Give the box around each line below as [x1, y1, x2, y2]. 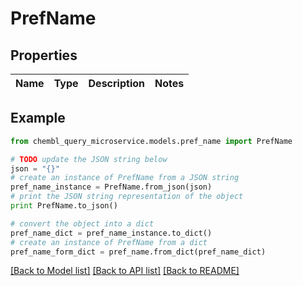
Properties [10, 47, 78, 64]
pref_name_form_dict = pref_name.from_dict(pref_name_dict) [10, 247, 267, 257]
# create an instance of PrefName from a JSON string [10, 173, 240, 183]
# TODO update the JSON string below [10, 154, 168, 164]
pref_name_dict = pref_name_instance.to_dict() [10, 228, 213, 238]
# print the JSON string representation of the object [10, 192, 244, 202]
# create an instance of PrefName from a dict [10, 237, 208, 247]
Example [10, 110, 66, 127]
